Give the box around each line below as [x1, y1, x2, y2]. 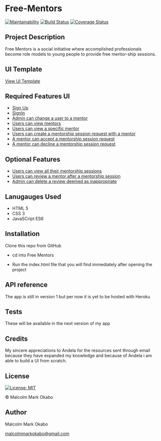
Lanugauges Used [5, 192, 62, 201]
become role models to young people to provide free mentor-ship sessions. [5, 51, 157, 57]
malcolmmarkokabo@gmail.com [5, 430, 70, 436]
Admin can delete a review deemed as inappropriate [12, 178, 117, 185]
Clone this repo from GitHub [5, 242, 62, 248]
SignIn [12, 110, 25, 116]
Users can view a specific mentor [12, 126, 79, 132]
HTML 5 [12, 205, 29, 211]
